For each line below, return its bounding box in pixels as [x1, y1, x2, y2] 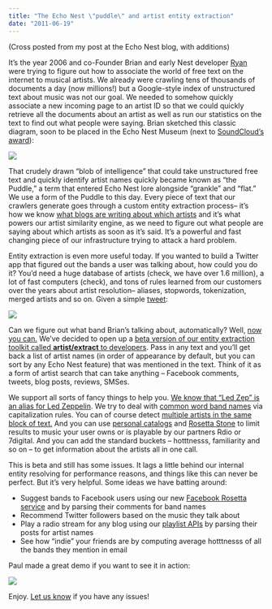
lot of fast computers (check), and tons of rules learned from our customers [8, 277, 262, 287]
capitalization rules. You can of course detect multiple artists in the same [8, 409, 252, 419]
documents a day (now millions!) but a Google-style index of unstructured [8, 83, 256, 93]
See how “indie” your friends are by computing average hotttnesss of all [19, 536, 262, 546]
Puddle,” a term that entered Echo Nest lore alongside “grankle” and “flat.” [8, 184, 257, 193]
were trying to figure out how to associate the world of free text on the [8, 66, 244, 76]
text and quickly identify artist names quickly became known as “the [8, 175, 237, 184]
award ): [8, 135, 34, 145]
